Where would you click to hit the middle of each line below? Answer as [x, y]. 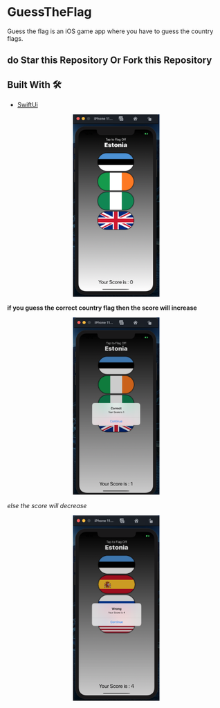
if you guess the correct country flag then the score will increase [102, 308]
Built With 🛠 [35, 85]
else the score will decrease [47, 505]
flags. [15, 38]
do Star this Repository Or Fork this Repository [110, 60]
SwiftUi [27, 105]
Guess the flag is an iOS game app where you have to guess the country [110, 31]
